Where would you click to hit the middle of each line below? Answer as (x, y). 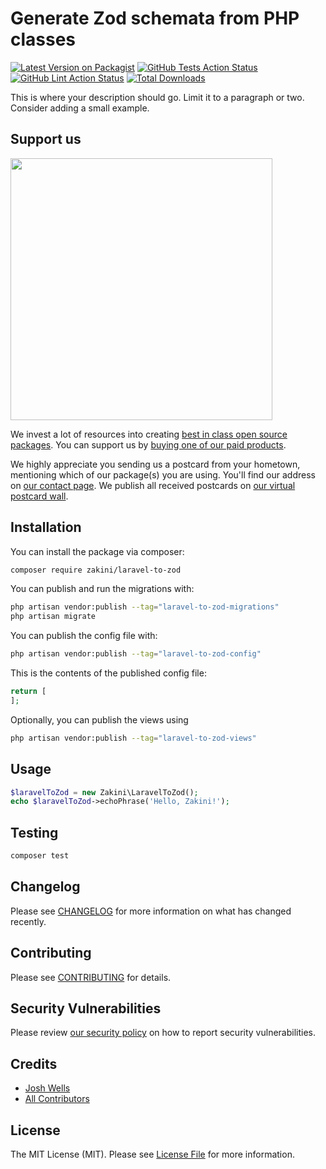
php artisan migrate (53, 617)
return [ (28, 692)
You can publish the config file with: (84, 636)
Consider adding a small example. (80, 108)
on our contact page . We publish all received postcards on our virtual (153, 485)
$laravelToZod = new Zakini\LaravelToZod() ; (104, 792)
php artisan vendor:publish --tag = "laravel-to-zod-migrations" (145, 607)
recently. (28, 921)
